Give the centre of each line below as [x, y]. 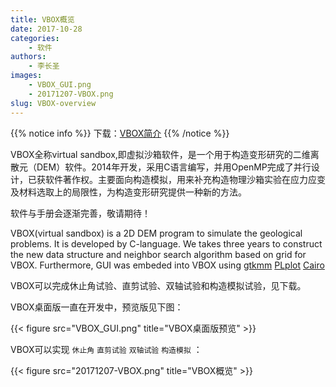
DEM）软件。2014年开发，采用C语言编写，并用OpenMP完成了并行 [174, 167]
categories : [35, 38]
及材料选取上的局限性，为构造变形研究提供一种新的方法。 [128, 192]
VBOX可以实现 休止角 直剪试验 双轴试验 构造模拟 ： [106, 349]
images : [26, 76]
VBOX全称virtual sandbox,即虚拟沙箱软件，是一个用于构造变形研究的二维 [160, 154]
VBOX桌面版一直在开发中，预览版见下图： [97, 307]
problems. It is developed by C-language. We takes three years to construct [166, 243]
